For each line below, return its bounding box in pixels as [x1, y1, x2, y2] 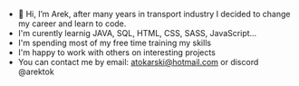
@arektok [17, 66, 54, 77]
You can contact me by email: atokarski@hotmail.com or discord [17, 57, 259, 67]
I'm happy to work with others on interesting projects [17, 47, 216, 58]
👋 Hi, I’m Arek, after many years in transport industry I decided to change [17, 9, 291, 19]
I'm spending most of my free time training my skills [17, 37, 211, 48]
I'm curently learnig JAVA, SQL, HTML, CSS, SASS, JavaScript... [17, 28, 257, 38]
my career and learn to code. [17, 18, 127, 29]
